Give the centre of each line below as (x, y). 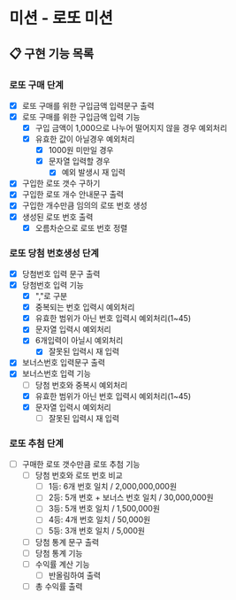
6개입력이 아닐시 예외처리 (79, 341)
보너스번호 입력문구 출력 (64, 363)
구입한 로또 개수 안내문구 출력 (72, 195)
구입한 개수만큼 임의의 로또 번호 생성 (84, 205)
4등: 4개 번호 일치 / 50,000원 (99, 519)
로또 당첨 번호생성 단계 (54, 253)
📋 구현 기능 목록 (52, 54)
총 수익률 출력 (59, 586)
